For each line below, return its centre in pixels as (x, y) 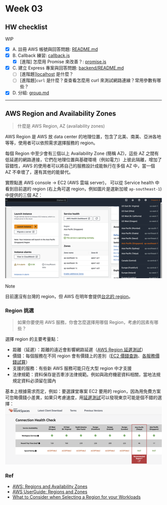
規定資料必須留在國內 (34, 381)
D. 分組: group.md (31, 93)
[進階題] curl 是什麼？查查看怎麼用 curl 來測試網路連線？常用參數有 (88, 81)
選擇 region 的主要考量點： (33, 339)
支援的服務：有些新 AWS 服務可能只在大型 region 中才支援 (72, 368)
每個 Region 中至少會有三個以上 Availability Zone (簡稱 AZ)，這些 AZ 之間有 (82, 153)
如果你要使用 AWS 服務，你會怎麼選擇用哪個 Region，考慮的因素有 (85, 322)
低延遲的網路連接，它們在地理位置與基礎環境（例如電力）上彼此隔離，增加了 (83, 160)
